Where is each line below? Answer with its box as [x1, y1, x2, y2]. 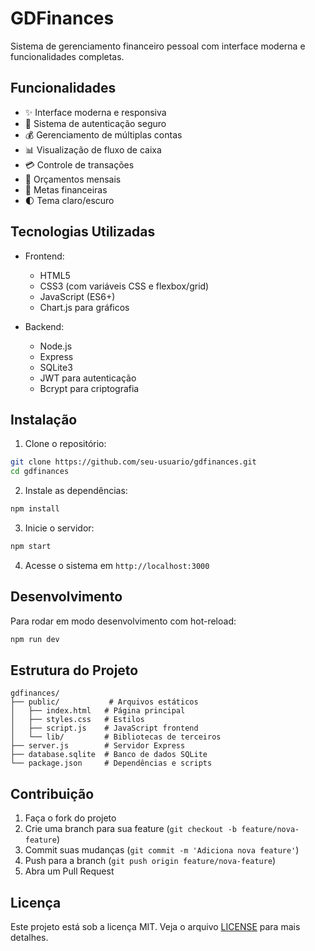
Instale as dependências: [24, 485, 128, 497]
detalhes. [10, 932, 49, 943]
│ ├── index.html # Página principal [10, 706, 186, 716]
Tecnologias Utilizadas [10, 223, 156, 241]
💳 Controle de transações [24, 158, 135, 171]
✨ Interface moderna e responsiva [24, 106, 167, 118]
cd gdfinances [10, 467, 70, 477]
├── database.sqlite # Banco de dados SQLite [10, 750, 208, 760]
